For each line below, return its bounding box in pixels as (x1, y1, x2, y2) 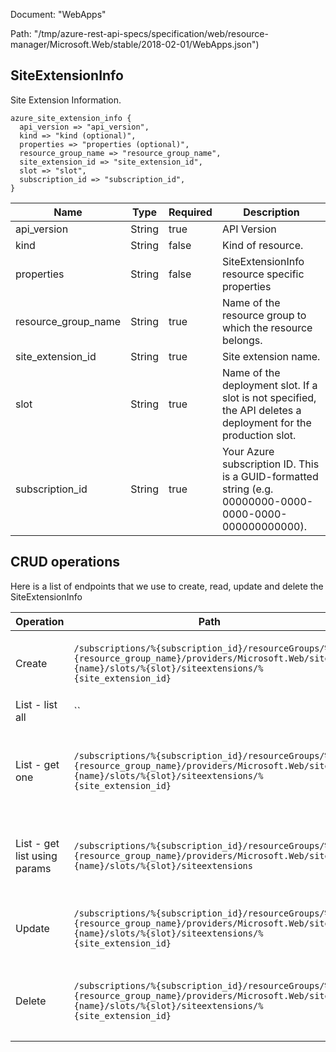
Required (168, 205, 213, 219)
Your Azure (221, 444, 275, 458)
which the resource (221, 320, 313, 334)
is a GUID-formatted (221, 469, 319, 483)
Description (243, 205, 300, 219)
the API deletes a (221, 403, 302, 417)
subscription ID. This (221, 457, 320, 471)
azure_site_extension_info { (10, 113, 132, 123)
